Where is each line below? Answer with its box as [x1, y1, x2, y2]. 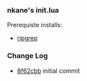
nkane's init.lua [7, 5, 59, 15]
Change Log [7, 51, 48, 61]
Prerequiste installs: [7, 21, 63, 29]
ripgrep [16, 34, 38, 42]
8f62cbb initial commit [16, 67, 80, 75]
